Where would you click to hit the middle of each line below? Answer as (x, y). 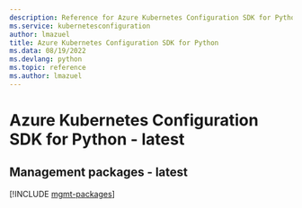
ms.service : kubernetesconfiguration (80, 26)
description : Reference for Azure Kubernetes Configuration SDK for (140, 17)
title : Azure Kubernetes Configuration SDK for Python (114, 43)
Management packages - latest (99, 173)
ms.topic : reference (48, 68)
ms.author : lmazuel (46, 76)
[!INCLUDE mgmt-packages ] (62, 194)
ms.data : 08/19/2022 (48, 51)
